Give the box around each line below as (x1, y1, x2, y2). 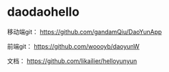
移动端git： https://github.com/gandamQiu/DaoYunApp (7, 27, 162, 36)
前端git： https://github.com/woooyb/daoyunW (7, 42, 140, 50)
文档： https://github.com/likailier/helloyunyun (7, 56, 138, 65)
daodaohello (7, 4, 80, 20)
